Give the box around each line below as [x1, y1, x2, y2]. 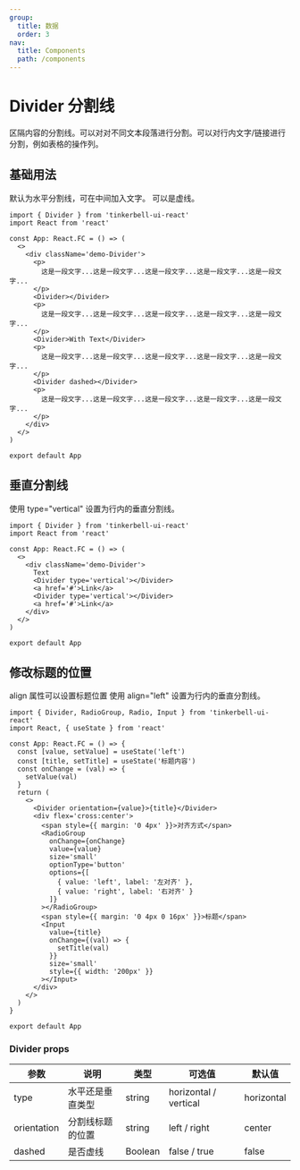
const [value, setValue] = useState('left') [17, 747, 186, 756]
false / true [168, 1145, 214, 1157]
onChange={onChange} [48, 837, 126, 846]
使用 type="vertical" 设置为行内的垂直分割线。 [9, 503, 180, 514]
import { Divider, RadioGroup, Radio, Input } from [9, 708, 205, 717]
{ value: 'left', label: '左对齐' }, [56, 878, 194, 887]
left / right [168, 1121, 210, 1133]
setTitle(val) [56, 944, 110, 953]
